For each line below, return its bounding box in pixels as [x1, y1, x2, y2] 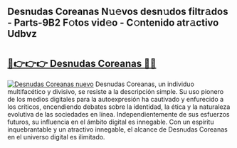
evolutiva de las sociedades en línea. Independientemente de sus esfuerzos [7, 110, 230, 118]
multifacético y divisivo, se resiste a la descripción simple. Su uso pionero [7, 88, 224, 95]
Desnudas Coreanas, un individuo [95, 80, 194, 88]
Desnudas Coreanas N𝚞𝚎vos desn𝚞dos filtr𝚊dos [7, 6, 228, 18]
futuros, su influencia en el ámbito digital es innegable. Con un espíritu [7, 117, 214, 126]
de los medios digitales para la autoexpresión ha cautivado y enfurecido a [7, 95, 224, 103]
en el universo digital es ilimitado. [7, 133, 105, 141]
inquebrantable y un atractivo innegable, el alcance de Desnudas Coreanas [7, 125, 228, 134]
